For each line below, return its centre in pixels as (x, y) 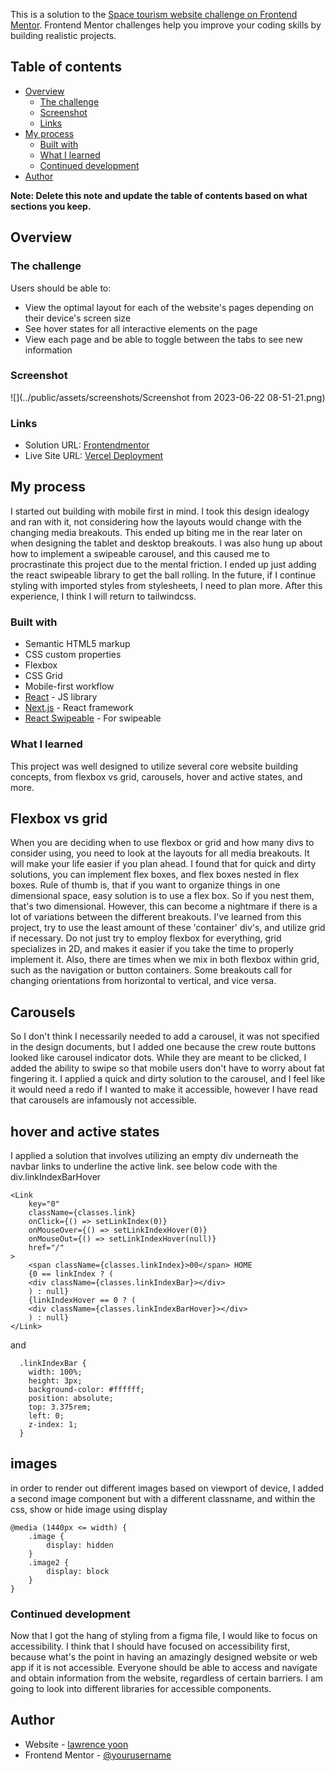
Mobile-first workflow (69, 686)
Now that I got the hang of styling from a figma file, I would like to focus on (164, 1636)
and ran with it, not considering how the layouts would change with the (156, 521)
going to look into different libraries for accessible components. (141, 1689)
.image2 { (49, 1562)
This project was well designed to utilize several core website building (154, 766)
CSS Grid (43, 676)
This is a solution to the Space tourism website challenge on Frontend (154, 14)
